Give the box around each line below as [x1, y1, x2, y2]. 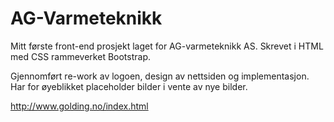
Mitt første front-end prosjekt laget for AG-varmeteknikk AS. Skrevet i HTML [10, 40, 324, 52]
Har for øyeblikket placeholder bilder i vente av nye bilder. [10, 80, 248, 92]
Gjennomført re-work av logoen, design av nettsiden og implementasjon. [10, 70, 310, 82]
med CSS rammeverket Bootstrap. [10, 50, 152, 62]
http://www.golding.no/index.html [10, 100, 149, 112]
